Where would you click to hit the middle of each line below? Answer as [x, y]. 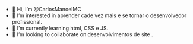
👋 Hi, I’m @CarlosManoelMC [46, 9]
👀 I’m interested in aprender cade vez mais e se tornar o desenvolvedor [99, 15]
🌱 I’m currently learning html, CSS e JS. [60, 28]
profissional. [27, 22]
